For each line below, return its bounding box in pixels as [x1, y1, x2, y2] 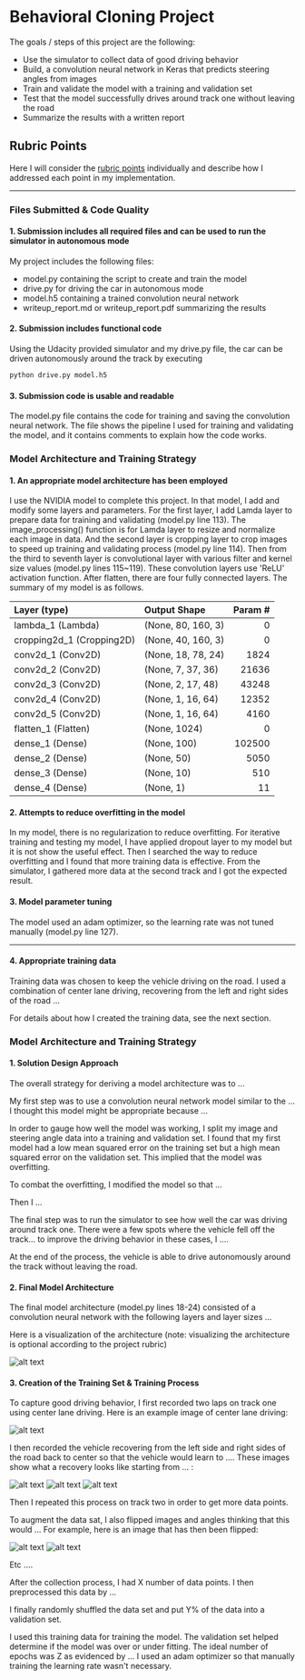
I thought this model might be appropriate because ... [9, 1105, 209, 1116]
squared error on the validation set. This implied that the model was [9, 1152, 262, 1163]
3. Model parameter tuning [9, 896, 113, 907]
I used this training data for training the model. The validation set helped [9, 1632, 279, 1643]
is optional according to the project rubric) [9, 1339, 168, 1350]
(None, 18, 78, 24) [143, 648, 225, 661]
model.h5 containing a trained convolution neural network [22, 293, 239, 304]
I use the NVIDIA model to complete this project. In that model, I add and [9, 495, 280, 506]
